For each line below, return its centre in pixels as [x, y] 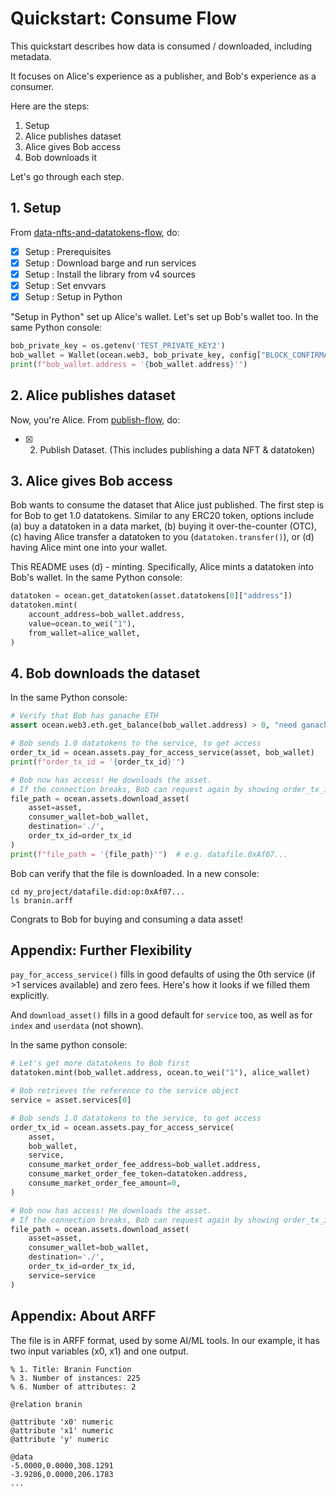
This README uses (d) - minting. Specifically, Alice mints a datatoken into [162, 567]
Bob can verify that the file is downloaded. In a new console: [135, 873]
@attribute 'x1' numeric [62, 1430]
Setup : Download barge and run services [110, 263]
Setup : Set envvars [65, 285]
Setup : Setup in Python [73, 296]
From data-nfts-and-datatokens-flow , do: [95, 232]
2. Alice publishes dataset [93, 395]
